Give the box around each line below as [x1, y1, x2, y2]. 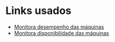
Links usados [5, 4, 72, 17]
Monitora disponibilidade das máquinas [13, 29, 109, 36]
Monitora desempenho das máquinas [13, 23, 104, 30]
